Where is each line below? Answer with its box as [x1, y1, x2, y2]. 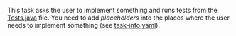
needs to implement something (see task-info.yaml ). [7, 21, 160, 29]
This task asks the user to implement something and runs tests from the [7, 6, 218, 14]
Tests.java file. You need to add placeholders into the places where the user [7, 13, 230, 22]
